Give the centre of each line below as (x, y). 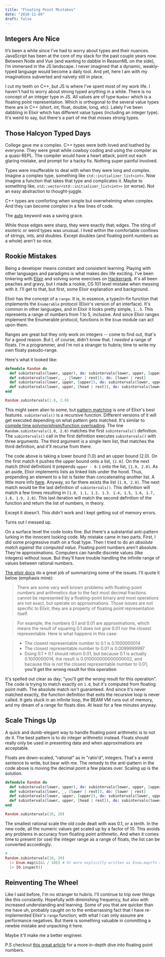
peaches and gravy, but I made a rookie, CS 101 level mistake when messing (82, 284)
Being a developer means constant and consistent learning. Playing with (78, 268)
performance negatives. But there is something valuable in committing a (78, 921)
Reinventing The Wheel (42, 882)
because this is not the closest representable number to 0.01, (86, 664)
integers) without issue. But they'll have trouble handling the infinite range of (82, 558)
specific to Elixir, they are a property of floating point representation (86, 608)
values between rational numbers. (40, 563)
